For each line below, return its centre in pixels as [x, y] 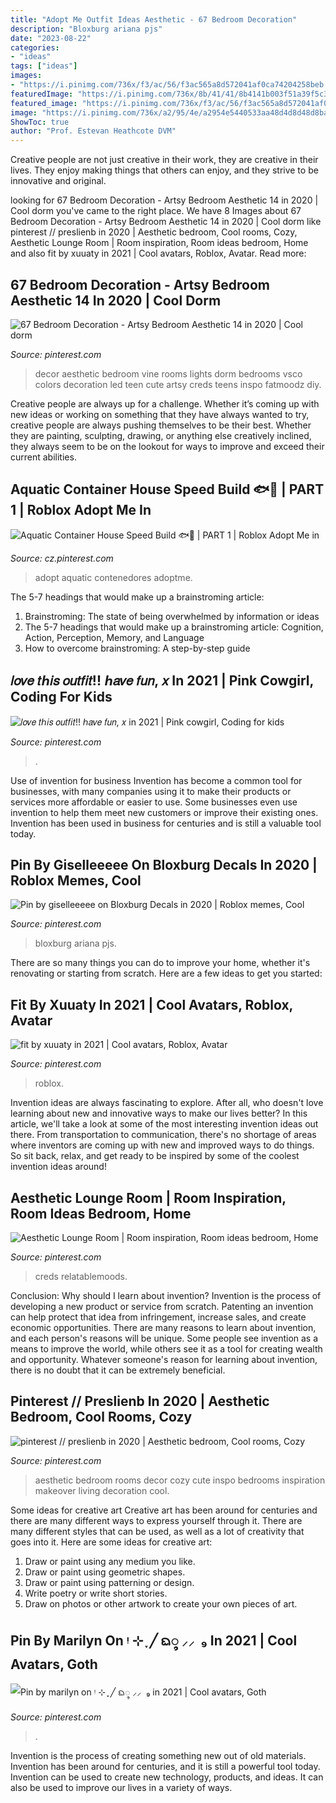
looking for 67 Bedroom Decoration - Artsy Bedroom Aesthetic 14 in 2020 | [164, 200]
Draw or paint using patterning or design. [109, 1582]
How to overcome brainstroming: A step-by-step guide [137, 648]
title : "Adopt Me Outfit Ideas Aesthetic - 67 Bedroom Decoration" [154, 19]
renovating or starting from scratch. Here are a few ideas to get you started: [166, 973]
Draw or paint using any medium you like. [110, 1561]
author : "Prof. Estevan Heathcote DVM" [93, 131]
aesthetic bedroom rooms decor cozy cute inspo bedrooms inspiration [180, 1480]
